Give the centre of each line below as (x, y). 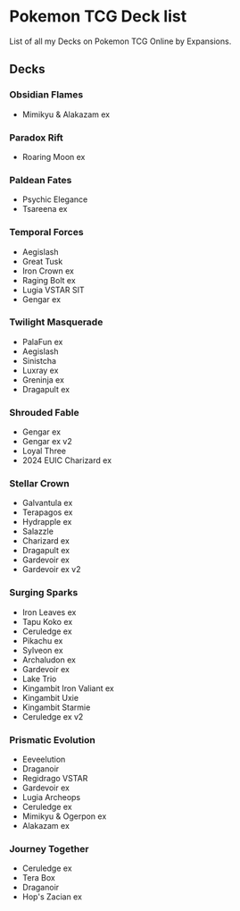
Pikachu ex (42, 640)
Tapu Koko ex (47, 621)
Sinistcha (39, 360)
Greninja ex (43, 380)
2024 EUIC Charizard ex (67, 460)
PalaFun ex (42, 342)
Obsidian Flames (46, 95)
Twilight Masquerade (56, 322)
